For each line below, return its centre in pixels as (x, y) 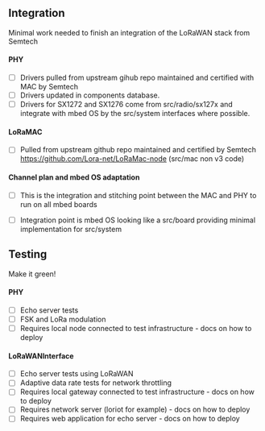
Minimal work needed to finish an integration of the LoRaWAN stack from (129, 32)
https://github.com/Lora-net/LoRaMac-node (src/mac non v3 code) (132, 159)
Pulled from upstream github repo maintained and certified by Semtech (138, 150)
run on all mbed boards (59, 204)
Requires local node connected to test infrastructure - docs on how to (136, 328)
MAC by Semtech (49, 87)
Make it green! (32, 274)
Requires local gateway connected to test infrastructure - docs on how (137, 392)
